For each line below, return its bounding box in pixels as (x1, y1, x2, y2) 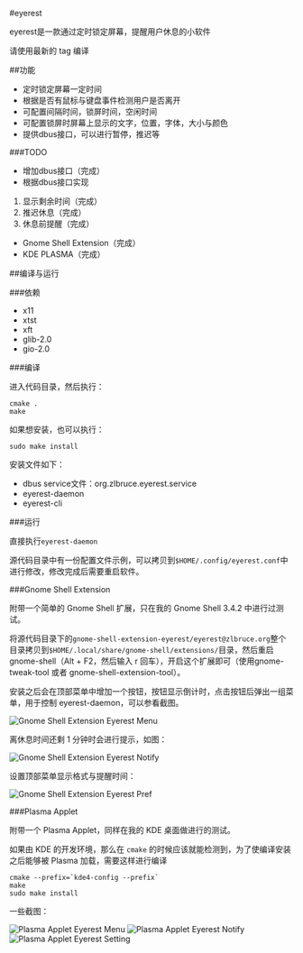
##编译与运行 (9, 268, 60, 279)
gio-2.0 (22, 344, 50, 354)
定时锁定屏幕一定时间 (22, 84, 102, 94)
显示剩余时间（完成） (22, 196, 102, 206)
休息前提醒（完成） (22, 218, 95, 229)
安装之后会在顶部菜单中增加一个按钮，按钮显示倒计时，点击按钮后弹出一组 (9, 686, 286, 697)
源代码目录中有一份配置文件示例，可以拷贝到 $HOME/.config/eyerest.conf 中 (9, 554, 289, 565)
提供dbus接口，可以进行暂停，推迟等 (22, 129, 161, 139)
